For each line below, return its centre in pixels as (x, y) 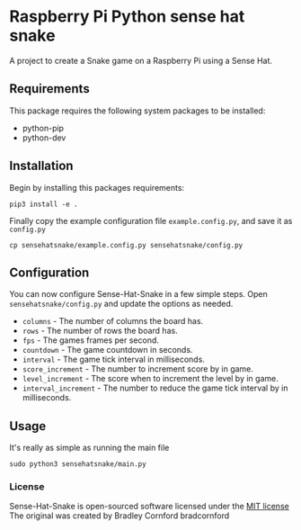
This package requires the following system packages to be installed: (137, 111)
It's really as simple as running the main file (89, 448)
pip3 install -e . (44, 204)
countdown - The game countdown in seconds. (107, 350)
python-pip (43, 128)
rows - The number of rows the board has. (100, 331)
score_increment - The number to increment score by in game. (138, 369)
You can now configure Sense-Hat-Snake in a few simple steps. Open (138, 294)
